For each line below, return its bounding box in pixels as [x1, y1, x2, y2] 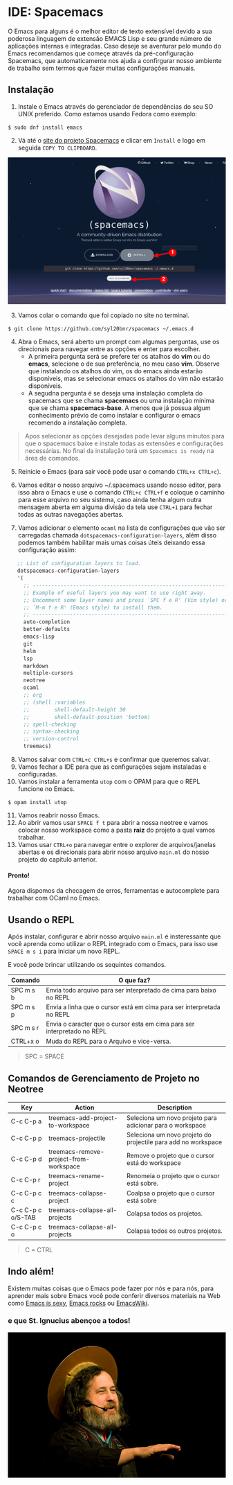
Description [157, 1103, 192, 1112]
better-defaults [23, 626, 71, 633]
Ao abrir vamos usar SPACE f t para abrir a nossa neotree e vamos [17, 819, 208, 827]
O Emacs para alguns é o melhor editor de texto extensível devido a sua [8, 27, 213, 35]
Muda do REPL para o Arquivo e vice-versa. [46, 1037, 171, 1045]
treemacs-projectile [48, 1134, 106, 1143]
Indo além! [8, 1265, 55, 1278]
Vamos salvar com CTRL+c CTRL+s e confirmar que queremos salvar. [17, 756, 210, 764]
